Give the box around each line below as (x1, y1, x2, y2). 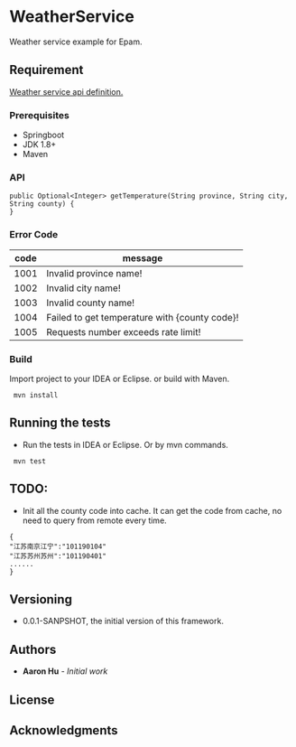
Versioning (9, 592, 72, 607)
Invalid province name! (46, 266, 143, 279)
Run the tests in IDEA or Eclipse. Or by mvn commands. (22, 439, 228, 450)
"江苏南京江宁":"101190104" (9, 542, 106, 551)
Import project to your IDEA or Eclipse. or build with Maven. (9, 373, 230, 384)
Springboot (22, 129, 65, 141)
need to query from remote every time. (22, 515, 167, 526)
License (9, 692, 55, 707)
